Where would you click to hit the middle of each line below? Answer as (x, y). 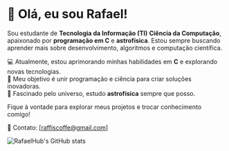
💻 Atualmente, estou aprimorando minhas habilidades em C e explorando (112, 61)
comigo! (19, 114)
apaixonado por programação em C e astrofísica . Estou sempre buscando (114, 40)
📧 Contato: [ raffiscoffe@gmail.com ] (58, 128)
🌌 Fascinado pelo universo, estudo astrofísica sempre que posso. (101, 93)
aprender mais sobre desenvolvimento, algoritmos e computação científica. (115, 48)
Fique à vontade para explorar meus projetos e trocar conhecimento (104, 107)
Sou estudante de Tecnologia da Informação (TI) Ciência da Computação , (114, 33)
